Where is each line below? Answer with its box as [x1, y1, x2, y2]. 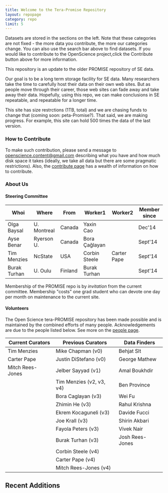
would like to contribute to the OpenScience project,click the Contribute [5, 51, 153, 57]
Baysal [7, 227, 23, 234]
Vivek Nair [118, 425, 143, 432]
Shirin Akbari [118, 417, 149, 424]
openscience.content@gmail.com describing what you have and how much [5, 152, 160, 158]
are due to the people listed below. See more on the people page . [5, 327, 140, 333]
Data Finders [124, 339, 155, 346]
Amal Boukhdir [118, 367, 153, 374]
